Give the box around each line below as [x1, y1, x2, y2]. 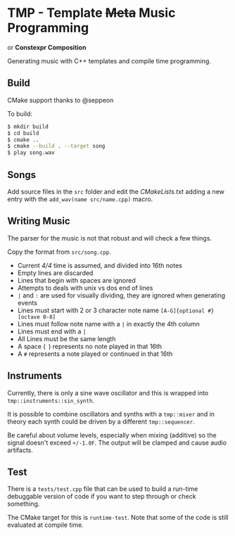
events [17, 298, 37, 307]
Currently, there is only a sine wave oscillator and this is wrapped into [7, 388, 209, 397]
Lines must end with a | [17, 327, 87, 336]
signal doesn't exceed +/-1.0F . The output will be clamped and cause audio [7, 438, 227, 447]
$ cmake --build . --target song [7, 143, 106, 150]
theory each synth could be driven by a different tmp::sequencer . [7, 417, 195, 426]
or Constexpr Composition [7, 43, 87, 51]
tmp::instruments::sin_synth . [7, 396, 95, 404]
